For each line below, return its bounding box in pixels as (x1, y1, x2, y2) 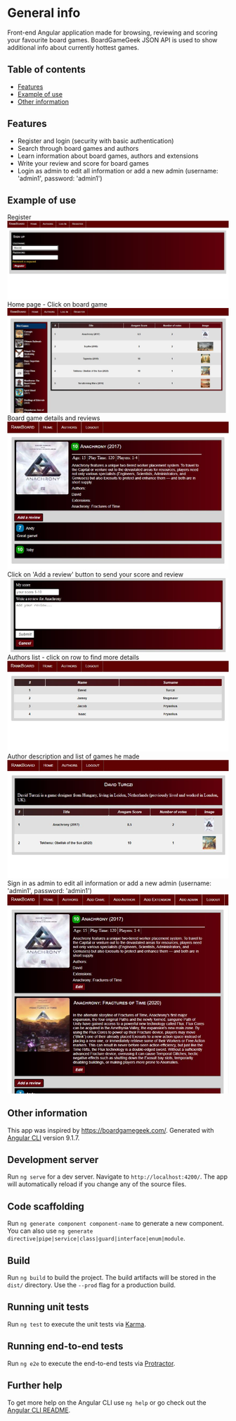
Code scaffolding (7, 1200, 84, 1212)
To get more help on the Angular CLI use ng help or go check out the (7, 1398, 206, 1407)
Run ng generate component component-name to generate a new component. (7, 1219, 225, 1228)
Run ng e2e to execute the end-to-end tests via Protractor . (7, 1359, 176, 1367)
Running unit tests (7, 1301, 89, 1313)
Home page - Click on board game (7, 300, 107, 309)
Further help (7, 1379, 63, 1391)
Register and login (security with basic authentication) (17, 136, 174, 145)
